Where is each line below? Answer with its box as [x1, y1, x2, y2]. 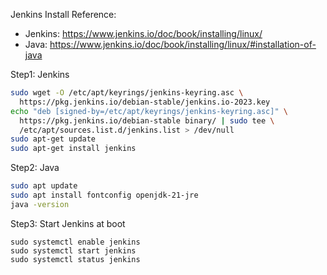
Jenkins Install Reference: [10, 9, 117, 20]
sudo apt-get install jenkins [10, 144, 137, 154]
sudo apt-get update [10, 134, 97, 144]
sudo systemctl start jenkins [10, 245, 137, 256]
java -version [10, 199, 70, 209]
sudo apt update [10, 181, 78, 191]
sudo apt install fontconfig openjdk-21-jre [10, 190, 199, 200]
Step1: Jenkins [10, 69, 70, 80]
